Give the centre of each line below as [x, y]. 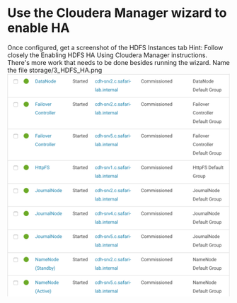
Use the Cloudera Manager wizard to [117, 13]
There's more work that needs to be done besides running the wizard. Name [118, 62]
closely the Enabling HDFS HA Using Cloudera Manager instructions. [107, 55]
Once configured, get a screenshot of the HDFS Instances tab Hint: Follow [115, 47]
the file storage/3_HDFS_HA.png [55, 70]
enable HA [39, 28]
